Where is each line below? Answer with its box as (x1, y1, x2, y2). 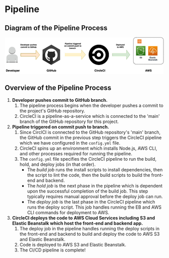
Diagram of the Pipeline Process (5, 24, 108, 32)
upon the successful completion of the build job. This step (27, 188, 148, 194)
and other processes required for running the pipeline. (19, 150, 132, 157)
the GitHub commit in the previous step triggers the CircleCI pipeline (19, 135, 162, 141)
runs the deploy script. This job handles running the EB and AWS (27, 204, 162, 210)
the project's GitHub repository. (19, 107, 85, 114)
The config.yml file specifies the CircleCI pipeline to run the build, (19, 156, 157, 162)
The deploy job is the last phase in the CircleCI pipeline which (27, 199, 155, 205)
